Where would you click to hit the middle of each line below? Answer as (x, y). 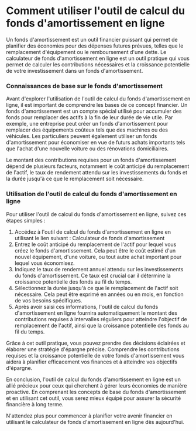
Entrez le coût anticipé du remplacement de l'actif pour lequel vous (95, 244)
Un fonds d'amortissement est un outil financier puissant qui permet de (92, 39)
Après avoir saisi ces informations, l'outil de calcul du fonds (86, 307)
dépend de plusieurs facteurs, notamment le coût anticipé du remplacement (98, 166)
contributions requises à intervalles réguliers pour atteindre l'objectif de (101, 319)
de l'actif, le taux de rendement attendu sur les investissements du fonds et (97, 173)
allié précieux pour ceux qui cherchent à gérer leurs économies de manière (97, 385)
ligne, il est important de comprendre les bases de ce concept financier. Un (97, 105)
